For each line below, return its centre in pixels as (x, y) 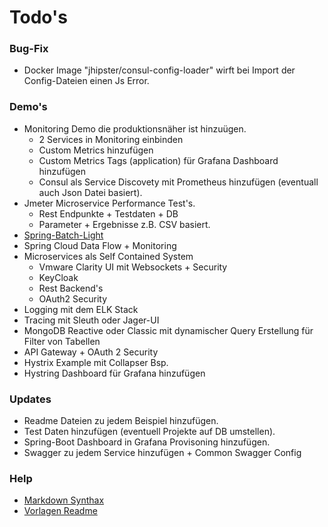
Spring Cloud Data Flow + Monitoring (100, 245)
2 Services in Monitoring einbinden (111, 139)
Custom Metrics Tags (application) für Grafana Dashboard (158, 160)
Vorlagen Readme (60, 511)
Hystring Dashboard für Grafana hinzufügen (114, 373)
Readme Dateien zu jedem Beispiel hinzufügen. (121, 421)
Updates (30, 399)
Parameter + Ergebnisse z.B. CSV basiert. (124, 224)
